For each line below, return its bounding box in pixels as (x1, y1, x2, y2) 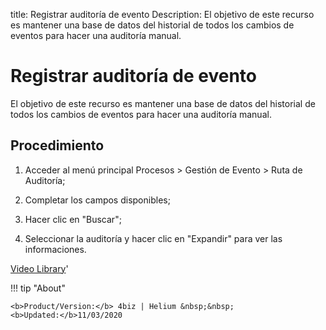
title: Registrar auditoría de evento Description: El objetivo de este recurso (10, 9, 315, 20)
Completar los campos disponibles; (24, 194, 171, 206)
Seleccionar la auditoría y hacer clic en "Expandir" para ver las (24, 232, 283, 244)
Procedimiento (10, 137, 105, 154)
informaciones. (24, 243, 87, 255)
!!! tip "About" (10, 282, 66, 294)
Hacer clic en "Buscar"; (24, 213, 122, 225)
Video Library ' (10, 262, 69, 274)
